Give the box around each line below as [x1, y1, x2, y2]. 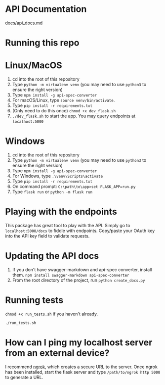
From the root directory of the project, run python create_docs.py [12, 277, 145, 283]
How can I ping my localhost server [5, 337, 153, 348]
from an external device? [5, 347, 110, 358]
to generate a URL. [5, 374, 43, 380]
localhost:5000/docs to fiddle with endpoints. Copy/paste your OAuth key [5, 228, 155, 234]
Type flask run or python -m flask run [12, 189, 93, 194]
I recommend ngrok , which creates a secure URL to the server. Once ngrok [5, 364, 158, 370]
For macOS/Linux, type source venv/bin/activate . [12, 97, 115, 103]
